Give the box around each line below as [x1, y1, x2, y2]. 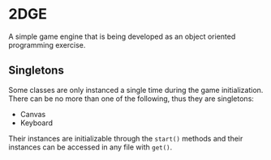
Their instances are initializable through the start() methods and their [8, 133, 243, 143]
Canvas [19, 109, 46, 119]
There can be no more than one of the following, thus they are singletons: [8, 94, 254, 103]
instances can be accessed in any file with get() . [8, 142, 173, 152]
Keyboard [19, 118, 54, 128]
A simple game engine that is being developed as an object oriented [8, 32, 236, 41]
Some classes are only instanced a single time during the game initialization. [8, 85, 264, 95]
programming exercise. [8, 40, 86, 49]
